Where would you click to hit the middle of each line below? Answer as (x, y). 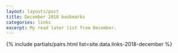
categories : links (28, 22)
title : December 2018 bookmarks (46, 17)
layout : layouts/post (33, 11)
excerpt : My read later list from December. (61, 28)
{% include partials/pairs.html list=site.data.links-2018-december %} (89, 44)
